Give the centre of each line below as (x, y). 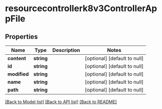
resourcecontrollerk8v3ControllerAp (81, 8)
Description (66, 50)
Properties (21, 37)
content (17, 58)
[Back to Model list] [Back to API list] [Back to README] (61, 102)
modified (18, 74)
